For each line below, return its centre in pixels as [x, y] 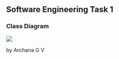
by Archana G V [25, 50]
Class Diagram [28, 26]
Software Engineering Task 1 [60, 10]
